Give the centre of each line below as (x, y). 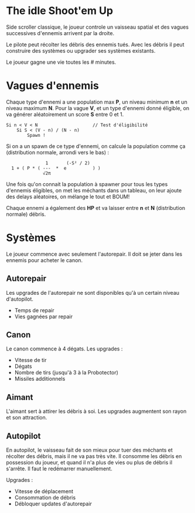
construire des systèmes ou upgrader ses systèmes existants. (81, 50)
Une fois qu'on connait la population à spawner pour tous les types (87, 184)
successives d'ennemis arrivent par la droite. (60, 33)
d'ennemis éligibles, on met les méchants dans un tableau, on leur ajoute (94, 190)
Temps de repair (34, 310)
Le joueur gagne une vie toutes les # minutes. (61, 62)
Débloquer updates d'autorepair (53, 504)
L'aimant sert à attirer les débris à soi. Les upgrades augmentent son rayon (96, 411)
